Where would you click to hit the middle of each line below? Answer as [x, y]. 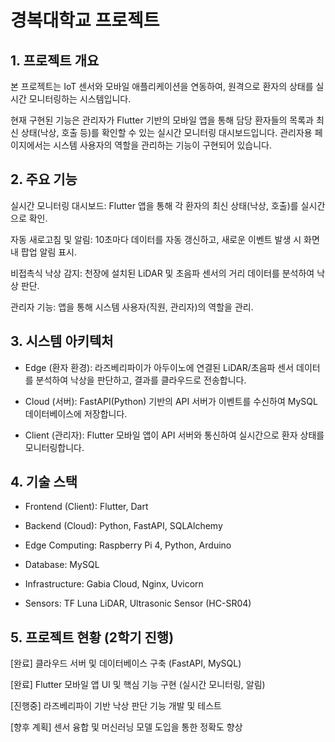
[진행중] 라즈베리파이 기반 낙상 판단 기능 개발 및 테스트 [116, 706]
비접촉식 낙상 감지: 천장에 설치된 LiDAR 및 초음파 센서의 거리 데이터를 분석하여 [162, 273]
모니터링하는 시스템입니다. [80, 99]
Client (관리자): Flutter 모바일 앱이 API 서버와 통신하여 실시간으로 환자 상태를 [174, 435]
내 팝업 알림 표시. [44, 252]
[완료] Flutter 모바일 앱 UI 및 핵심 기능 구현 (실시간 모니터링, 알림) [138, 685]
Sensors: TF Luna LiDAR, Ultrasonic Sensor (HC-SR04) [138, 603]
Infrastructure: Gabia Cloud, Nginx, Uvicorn [114, 584]
